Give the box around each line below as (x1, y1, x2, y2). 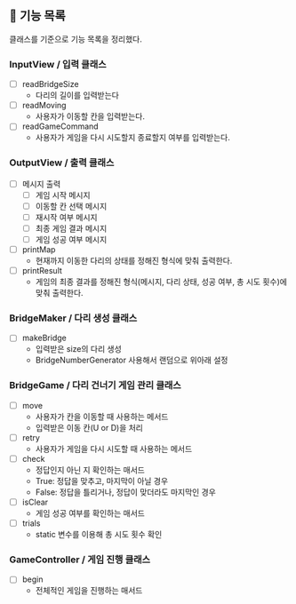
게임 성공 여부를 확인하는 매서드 (35, 508, 145, 518)
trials (21, 518, 41, 528)
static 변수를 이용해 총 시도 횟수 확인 (35, 529, 163, 540)
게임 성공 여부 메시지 (35, 234, 108, 244)
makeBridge (21, 332, 67, 344)
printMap (21, 243, 56, 255)
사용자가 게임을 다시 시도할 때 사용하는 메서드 (35, 443, 193, 454)
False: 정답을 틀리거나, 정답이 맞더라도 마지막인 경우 (35, 487, 216, 497)
